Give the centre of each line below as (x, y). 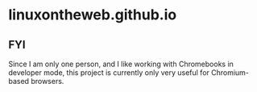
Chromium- (230, 73)
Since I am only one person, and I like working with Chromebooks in (121, 64)
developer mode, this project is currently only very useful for (109, 73)
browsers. (48, 81)
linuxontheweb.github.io (93, 15)
